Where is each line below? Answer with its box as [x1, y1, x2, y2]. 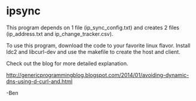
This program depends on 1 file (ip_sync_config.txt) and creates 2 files [6, 24, 179, 31]
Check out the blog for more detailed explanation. [6, 60, 128, 67]
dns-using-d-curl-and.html [6, 78, 73, 85]
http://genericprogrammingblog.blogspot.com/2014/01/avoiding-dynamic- [6, 71, 189, 78]
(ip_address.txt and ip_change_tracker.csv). [6, 30, 114, 37]
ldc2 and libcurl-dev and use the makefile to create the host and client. [6, 48, 180, 55]
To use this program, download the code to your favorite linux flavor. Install [6, 42, 191, 49]
